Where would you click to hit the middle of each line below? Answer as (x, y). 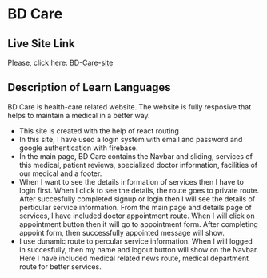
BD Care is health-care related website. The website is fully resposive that (130, 107)
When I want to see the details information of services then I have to (132, 181)
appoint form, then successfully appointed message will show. (122, 232)
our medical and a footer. (60, 173)
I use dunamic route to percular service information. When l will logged (135, 241)
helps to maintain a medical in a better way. (79, 115)
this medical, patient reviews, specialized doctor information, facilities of (138, 165)
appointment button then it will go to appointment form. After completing (139, 224)
